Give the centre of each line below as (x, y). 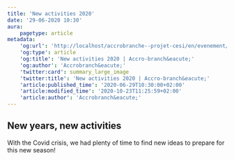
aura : (15, 26)
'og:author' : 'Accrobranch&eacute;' (73, 65)
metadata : (22, 40)
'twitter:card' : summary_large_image (75, 72)
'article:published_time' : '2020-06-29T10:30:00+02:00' (103, 85)
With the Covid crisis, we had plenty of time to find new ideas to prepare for (116, 143)
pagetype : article (46, 33)
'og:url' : (34, 46)
